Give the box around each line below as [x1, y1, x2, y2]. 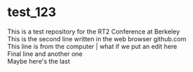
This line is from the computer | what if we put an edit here [7, 42, 178, 50]
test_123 [7, 4, 56, 20]
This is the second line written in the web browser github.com [7, 34, 187, 43]
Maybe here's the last [7, 57, 70, 65]
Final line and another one [7, 50, 83, 58]
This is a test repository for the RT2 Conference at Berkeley [7, 27, 180, 36]
